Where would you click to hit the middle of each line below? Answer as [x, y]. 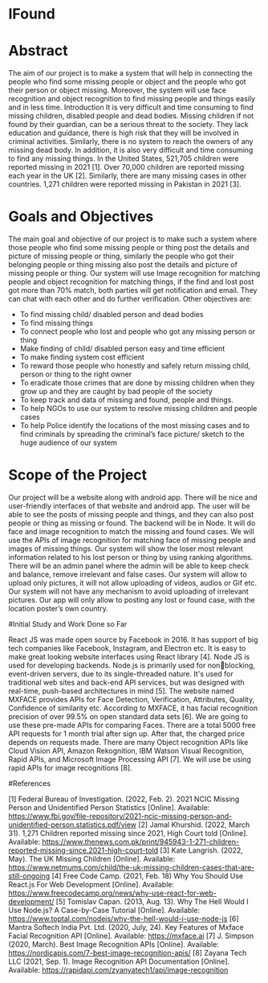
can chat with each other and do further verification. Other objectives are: [130, 299]
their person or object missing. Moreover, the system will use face [118, 90]
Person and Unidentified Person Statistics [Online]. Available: [109, 808]
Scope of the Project [77, 475]
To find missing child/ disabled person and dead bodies [112, 315]
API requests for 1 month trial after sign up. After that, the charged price [127, 734]
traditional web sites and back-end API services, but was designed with [126, 682]
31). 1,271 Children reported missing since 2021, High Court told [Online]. [128, 833]
